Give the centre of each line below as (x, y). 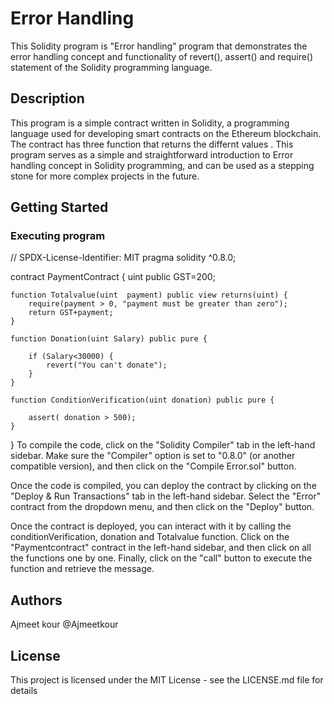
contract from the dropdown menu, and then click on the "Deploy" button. (162, 507)
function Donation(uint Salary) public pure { (109, 339)
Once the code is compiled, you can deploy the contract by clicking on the (163, 486)
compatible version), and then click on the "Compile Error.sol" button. (153, 466)
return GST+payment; (71, 313)
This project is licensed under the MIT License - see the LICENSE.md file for (167, 680)
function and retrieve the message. (82, 569)
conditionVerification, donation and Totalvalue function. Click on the (150, 537)
